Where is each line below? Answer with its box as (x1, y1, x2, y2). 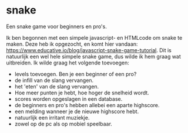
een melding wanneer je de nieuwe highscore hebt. (14, 108, 139, 115)
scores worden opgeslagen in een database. (14, 95, 123, 103)
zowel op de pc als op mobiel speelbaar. (14, 120, 113, 127)
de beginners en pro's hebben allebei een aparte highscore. (14, 101, 160, 108)
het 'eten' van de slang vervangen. (14, 83, 99, 90)
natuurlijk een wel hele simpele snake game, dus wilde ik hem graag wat (6, 53, 181, 60)
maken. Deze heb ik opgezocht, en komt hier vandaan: (6, 40, 138, 47)
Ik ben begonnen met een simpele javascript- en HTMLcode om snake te (6, 34, 183, 41)
